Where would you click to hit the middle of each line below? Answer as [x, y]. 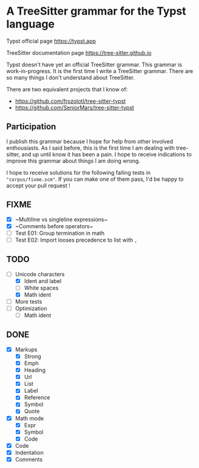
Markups [26, 349]
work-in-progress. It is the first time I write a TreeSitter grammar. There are [100, 71]
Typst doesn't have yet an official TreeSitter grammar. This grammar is [94, 65]
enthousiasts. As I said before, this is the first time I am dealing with [90, 148]
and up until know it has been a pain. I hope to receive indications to [107, 154]
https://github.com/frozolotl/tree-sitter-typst [70, 101]
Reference [37, 397]
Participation [31, 127]
